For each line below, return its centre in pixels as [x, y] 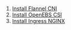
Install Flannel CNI [34, 9]
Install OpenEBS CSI [37, 15]
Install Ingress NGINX [38, 21]
